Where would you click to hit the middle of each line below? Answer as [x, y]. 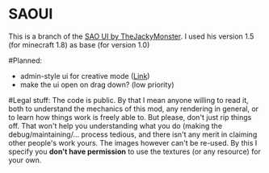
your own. [25, 160]
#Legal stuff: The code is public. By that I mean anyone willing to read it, [128, 100]
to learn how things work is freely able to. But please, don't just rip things [130, 117]
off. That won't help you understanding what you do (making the [116, 126]
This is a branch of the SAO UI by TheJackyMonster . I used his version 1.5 [131, 36]
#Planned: [25, 60]
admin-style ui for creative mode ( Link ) [85, 76]
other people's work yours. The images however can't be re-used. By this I [133, 142]
